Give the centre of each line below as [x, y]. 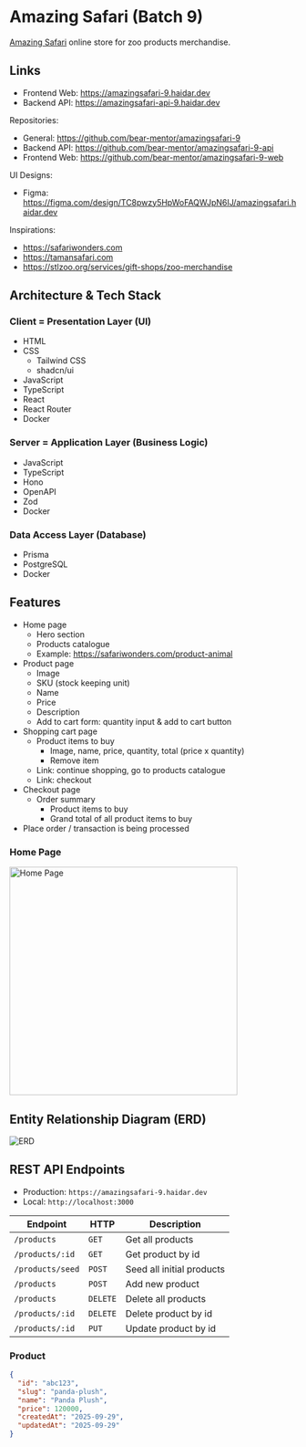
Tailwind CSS [61, 361]
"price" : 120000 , [51, 1409]
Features [35, 603]
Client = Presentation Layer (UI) [81, 321]
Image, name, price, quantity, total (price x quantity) [147, 750]
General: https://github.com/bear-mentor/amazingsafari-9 [132, 138]
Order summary [66, 799]
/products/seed [47, 1269]
